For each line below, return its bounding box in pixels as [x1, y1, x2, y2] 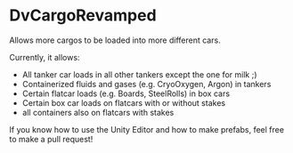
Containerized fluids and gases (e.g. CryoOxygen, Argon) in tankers [21, 78, 272, 89]
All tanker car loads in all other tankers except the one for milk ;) [21, 68, 257, 80]
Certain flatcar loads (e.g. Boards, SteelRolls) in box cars [21, 88, 230, 99]
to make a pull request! [9, 133, 94, 144]
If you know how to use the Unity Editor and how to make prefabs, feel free [9, 124, 285, 134]
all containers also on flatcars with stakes [21, 107, 175, 117]
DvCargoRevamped [9, 5, 158, 26]
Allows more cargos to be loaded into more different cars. [9, 35, 221, 45]
